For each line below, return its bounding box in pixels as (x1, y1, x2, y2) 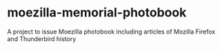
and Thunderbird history (7, 34, 77, 42)
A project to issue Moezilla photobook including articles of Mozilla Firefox (7, 27, 216, 36)
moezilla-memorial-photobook (7, 5, 187, 21)
